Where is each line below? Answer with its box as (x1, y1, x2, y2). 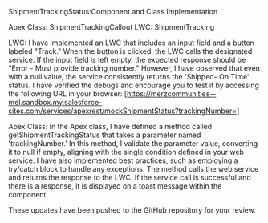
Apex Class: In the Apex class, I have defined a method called (8, 122, 213, 131)
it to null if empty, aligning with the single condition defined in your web (8, 148, 245, 156)
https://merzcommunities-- (127, 89, 217, 99)
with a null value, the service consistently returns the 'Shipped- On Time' (8, 72, 250, 81)
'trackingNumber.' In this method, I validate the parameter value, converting (8, 139, 258, 148)
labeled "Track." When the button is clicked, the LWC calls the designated (8, 47, 253, 55)
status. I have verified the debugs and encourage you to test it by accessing (8, 80, 259, 90)
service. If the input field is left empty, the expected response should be (8, 55, 246, 64)
